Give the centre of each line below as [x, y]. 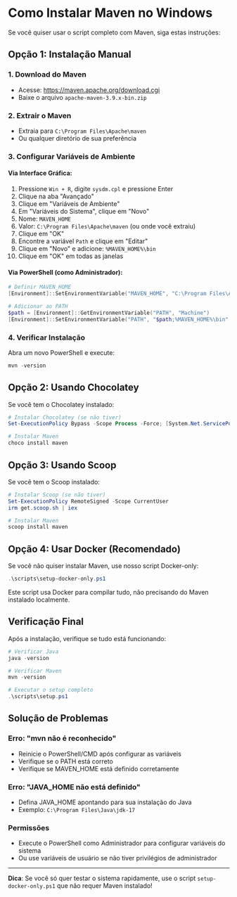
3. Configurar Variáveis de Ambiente [72, 156]
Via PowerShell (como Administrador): [65, 272]
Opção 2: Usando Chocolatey [73, 388]
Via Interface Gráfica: [40, 173]
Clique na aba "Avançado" [56, 196]
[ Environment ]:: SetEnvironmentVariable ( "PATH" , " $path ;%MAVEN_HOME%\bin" [118, 319]
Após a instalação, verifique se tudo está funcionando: [87, 638]
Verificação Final [46, 622]
